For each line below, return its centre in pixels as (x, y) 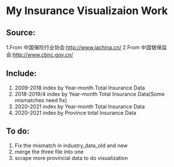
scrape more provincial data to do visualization (71, 158)
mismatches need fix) (41, 100)
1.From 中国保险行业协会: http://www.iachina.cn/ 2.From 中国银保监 (87, 47)
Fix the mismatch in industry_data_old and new (71, 145)
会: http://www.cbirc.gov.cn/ (40, 55)
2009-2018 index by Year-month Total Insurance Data (80, 88)
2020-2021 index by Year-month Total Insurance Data (80, 106)
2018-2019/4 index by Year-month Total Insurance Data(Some (90, 94)
